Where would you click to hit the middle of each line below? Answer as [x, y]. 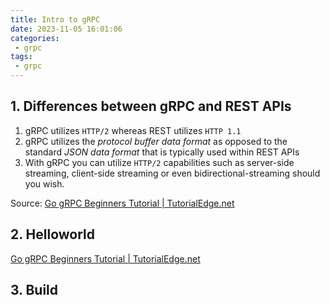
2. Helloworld [52, 234]
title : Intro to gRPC [55, 19]
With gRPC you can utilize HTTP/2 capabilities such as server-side [159, 162]
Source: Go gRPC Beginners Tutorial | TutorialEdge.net [122, 203]
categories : [35, 38]
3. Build [34, 290]
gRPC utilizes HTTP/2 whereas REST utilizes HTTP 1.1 [133, 130]
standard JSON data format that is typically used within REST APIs [162, 152]
